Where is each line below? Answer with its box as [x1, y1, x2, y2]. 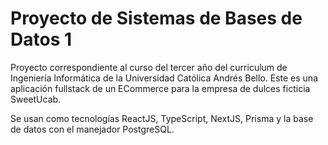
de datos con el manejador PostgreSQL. [10, 123, 175, 135]
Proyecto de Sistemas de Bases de [10, 7, 303, 30]
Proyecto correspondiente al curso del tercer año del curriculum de [10, 61, 288, 73]
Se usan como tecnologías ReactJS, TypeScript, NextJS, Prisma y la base [10, 112, 314, 124]
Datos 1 [10, 28, 73, 51]
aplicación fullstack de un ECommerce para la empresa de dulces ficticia [10, 82, 311, 94]
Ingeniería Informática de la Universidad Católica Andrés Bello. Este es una [10, 72, 318, 84]
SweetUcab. [10, 93, 62, 105]
